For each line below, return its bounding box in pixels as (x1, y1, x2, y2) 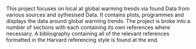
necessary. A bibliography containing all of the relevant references (6, 30, 170, 37)
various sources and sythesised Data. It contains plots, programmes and (6, 11, 184, 18)
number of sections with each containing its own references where (6, 24, 170, 31)
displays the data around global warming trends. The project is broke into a (6, 18, 191, 24)
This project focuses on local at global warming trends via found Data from (6, 5, 190, 12)
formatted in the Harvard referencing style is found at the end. (6, 37, 159, 43)
